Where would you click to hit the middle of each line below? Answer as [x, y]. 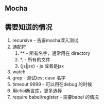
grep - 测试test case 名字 [39, 78]
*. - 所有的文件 [35, 60]
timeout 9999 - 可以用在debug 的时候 [52, 85]
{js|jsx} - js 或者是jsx [42, 66]
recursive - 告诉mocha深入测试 [45, 40]
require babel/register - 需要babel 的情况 [55, 97]
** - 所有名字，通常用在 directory [55, 53]
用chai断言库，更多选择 [37, 91]
